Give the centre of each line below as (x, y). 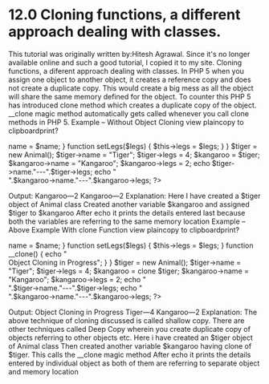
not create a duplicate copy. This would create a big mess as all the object (131, 88)
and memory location (43, 371)
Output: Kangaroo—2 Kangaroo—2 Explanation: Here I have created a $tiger (134, 196)
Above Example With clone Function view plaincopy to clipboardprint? (124, 229)
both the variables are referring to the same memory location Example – (127, 221)
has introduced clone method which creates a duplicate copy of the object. (132, 105)
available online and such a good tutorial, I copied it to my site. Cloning (125, 63)
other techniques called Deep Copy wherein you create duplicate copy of (130, 329)
